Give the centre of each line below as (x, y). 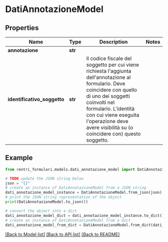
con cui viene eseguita (113, 115)
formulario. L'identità (110, 109)
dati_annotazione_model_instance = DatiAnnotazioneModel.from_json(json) (84, 193)
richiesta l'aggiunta (109, 71)
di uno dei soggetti (108, 96)
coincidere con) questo (113, 134)
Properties (22, 28)
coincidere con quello (112, 90)
